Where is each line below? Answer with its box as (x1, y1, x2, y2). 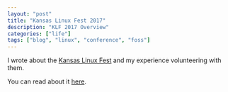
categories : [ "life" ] (7, 30, 72, 38)
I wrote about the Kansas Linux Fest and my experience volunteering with (7, 56, 222, 64)
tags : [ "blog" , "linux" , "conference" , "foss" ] (7, 37, 151, 44)
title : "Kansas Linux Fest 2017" (7, 17, 106, 24)
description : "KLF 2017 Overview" (7, 23, 110, 30)
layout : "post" (7, 10, 52, 18)
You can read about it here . (7, 77, 87, 86)
